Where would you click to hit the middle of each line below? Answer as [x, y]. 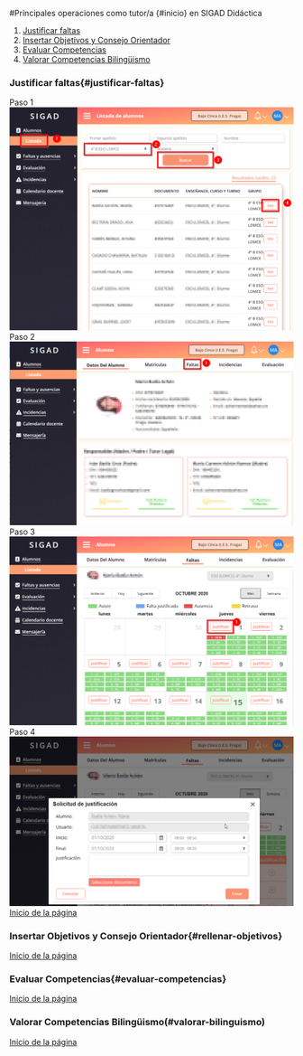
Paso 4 [23, 732]
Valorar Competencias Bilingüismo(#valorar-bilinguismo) [138, 1023]
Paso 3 [23, 532]
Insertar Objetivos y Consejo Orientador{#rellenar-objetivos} [146, 936]
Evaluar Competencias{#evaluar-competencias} [118, 979]
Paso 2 [23, 336]
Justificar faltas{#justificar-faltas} [87, 82]
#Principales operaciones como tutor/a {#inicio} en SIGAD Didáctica [136, 13]
